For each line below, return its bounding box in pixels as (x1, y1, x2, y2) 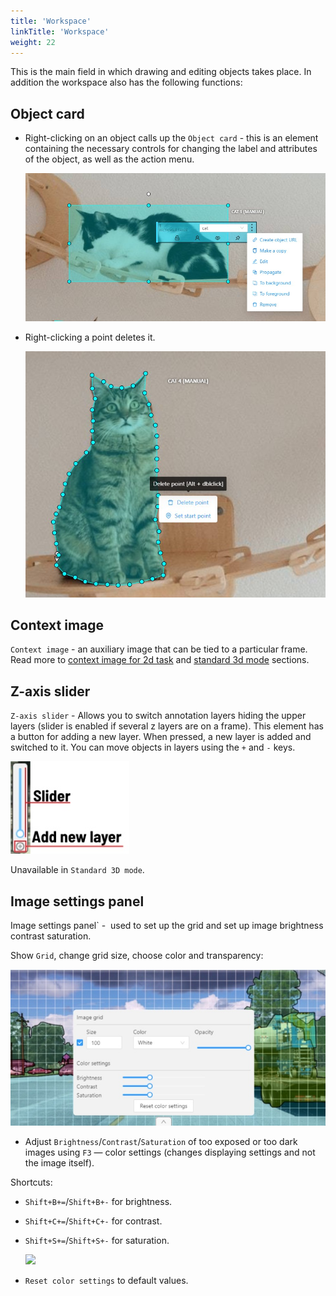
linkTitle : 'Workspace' (10, 26, 110, 37)
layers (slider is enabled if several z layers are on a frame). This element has (10, 720, 324, 732)
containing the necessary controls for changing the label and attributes (24, 143, 318, 155)
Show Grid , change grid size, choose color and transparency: (10, 950, 264, 962)
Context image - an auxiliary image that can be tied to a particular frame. (10, 643, 308, 655)
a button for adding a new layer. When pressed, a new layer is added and (10, 731, 312, 743)
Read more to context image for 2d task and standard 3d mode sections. (10, 654, 310, 666)
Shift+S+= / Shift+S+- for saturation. (24, 1234, 170, 1246)
